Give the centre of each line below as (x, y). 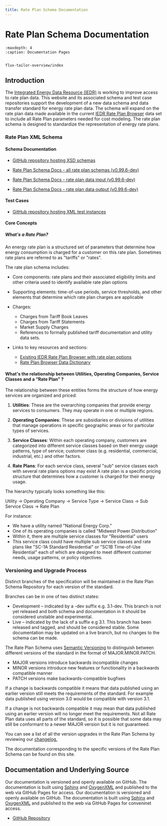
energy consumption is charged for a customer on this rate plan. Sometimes (83, 252)
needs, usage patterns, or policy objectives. (57, 558)
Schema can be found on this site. (40, 754)
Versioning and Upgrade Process (46, 571)
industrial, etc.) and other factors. (47, 456)
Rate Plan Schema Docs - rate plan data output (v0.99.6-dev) (75, 189)
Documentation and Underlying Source (67, 770)
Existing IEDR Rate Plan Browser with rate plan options (76, 357)
